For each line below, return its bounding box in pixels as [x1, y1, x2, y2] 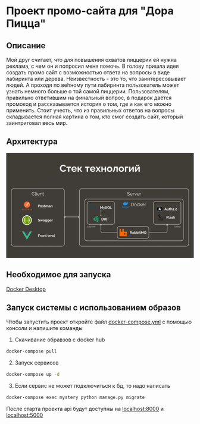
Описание [6, 40, 46, 51]
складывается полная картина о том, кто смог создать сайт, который [6, 113, 183, 120]
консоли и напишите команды [6, 325, 83, 332]
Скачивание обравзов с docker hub [14, 336, 105, 343]
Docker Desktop [6, 285, 46, 293]
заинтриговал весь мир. [6, 120, 68, 126]
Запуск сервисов [14, 359, 59, 366]
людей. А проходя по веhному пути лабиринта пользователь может [6, 81, 180, 89]
